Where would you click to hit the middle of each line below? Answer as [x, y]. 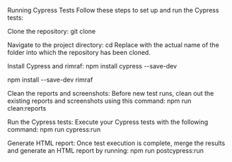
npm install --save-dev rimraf [50, 80]
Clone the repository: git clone [52, 31]
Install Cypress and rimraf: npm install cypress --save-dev [92, 66]
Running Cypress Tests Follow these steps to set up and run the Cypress [113, 10]
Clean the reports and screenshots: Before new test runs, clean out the [111, 93]
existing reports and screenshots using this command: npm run [99, 101]
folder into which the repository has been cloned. [79, 52]
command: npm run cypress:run [54, 129]
